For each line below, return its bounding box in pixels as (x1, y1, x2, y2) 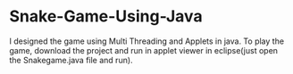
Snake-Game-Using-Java (9, 6, 203, 27)
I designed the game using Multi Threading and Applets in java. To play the (9, 36, 284, 46)
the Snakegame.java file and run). (9, 54, 133, 65)
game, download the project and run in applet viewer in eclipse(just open (9, 45, 279, 55)
